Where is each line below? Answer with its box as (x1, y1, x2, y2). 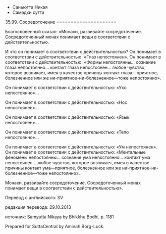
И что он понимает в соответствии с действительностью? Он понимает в (5, 49, 161, 54)
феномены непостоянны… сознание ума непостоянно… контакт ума (5, 154, 150, 160)
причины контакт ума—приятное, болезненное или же (5, 165, 121, 171)
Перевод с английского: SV (5, 195, 63, 200)
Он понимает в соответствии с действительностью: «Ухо (5, 85, 127, 91)
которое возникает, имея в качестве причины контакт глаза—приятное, (5, 70, 158, 76)
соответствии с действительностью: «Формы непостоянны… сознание (5, 59, 156, 65)
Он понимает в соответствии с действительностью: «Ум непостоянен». (5, 144, 158, 150)
